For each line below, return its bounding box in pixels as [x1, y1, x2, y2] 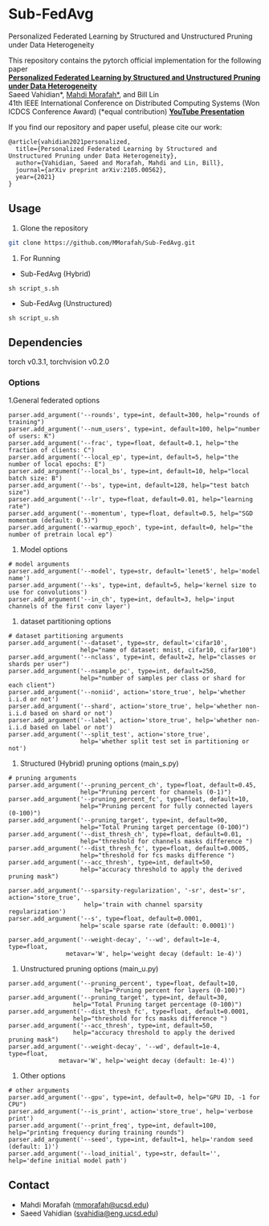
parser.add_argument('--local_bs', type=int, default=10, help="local [8, 467, 250, 475]
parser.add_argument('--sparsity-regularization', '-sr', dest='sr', [8, 886, 247, 894]
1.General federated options [8, 395, 100, 405]
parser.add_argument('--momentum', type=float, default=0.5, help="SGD [8, 509, 253, 517]
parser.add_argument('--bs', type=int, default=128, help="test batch [8, 481, 250, 489]
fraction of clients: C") [8, 446, 95, 454]
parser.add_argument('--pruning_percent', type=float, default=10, [8, 979, 239, 987]
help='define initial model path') [8, 1156, 128, 1165]
